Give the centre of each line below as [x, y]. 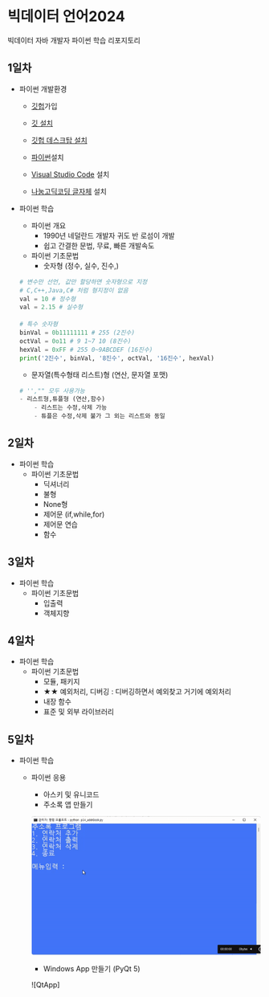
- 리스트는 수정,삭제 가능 [71, 408]
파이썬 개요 [48, 225]
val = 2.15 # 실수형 [51, 307]
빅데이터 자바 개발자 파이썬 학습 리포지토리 [74, 40]
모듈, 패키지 [61, 682]
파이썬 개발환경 [43, 88]
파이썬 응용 [48, 778]
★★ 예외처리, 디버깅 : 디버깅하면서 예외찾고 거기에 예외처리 [137, 692]
